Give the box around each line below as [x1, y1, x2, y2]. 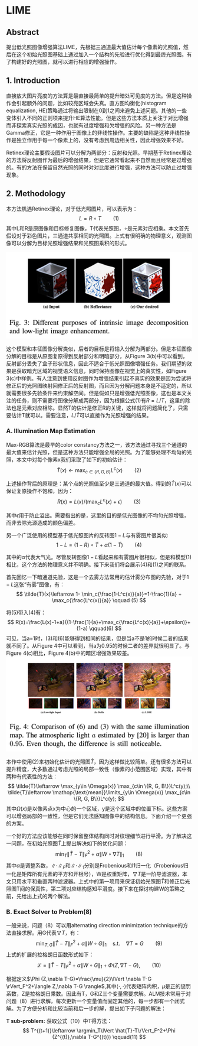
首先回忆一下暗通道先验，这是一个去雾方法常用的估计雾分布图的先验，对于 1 [6, 573, 189, 580]
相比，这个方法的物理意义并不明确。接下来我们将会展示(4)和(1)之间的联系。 [6, 561, 190, 568]
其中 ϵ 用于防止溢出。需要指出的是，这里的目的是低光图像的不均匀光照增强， [6, 512, 190, 519]
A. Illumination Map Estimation [6, 427, 95, 435]
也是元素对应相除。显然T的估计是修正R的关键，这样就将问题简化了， [11, 404, 179, 411]
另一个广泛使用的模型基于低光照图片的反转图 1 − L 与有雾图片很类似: [6, 531, 169, 538]
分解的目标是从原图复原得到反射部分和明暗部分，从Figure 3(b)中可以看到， [6, 353, 188, 360]
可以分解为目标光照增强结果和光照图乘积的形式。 [11, 239, 130, 246]
